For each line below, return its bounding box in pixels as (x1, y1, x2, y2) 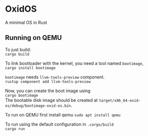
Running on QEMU (5, 34, 62, 42)
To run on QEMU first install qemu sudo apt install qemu (5, 112, 121, 117)
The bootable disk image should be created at (5, 97, 98, 103)
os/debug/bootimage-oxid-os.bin (5, 103, 71, 108)
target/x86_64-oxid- (99, 98, 141, 103)
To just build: (5, 46, 31, 52)
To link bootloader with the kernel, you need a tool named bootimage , (5, 60, 144, 66)
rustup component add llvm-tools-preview (5, 79, 91, 84)
